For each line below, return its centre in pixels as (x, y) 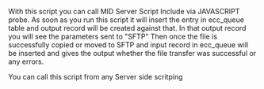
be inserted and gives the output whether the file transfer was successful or (132, 53)
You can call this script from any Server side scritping (96, 77)
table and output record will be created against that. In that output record (127, 28)
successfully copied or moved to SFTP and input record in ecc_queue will (128, 45)
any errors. (26, 61)
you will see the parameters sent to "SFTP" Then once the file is (113, 36)
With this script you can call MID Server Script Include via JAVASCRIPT (124, 11)
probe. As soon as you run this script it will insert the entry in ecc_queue (126, 20)
